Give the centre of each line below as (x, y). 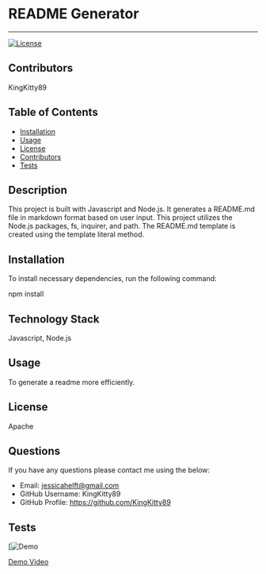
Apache (21, 426)
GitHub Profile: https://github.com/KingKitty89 (95, 503)
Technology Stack (54, 319)
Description (38, 190)
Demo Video (28, 562)
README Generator (74, 14)
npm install (26, 294)
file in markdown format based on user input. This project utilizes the (120, 218)
